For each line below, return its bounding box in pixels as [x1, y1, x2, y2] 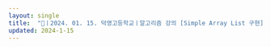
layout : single [8, 11, 60, 20]
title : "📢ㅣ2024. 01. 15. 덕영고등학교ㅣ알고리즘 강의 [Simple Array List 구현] [8, 19, 265, 27]
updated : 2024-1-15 [8, 26, 74, 34]
